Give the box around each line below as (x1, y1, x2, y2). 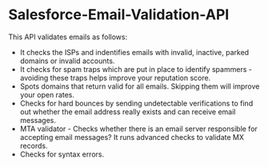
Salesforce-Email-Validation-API (8, 6, 230, 24)
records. (19, 141, 48, 150)
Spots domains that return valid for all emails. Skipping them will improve (19, 82, 260, 91)
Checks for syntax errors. (19, 149, 105, 159)
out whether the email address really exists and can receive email (19, 106, 236, 117)
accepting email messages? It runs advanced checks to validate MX (19, 132, 245, 141)
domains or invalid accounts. (19, 56, 115, 66)
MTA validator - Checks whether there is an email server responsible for (19, 124, 258, 133)
